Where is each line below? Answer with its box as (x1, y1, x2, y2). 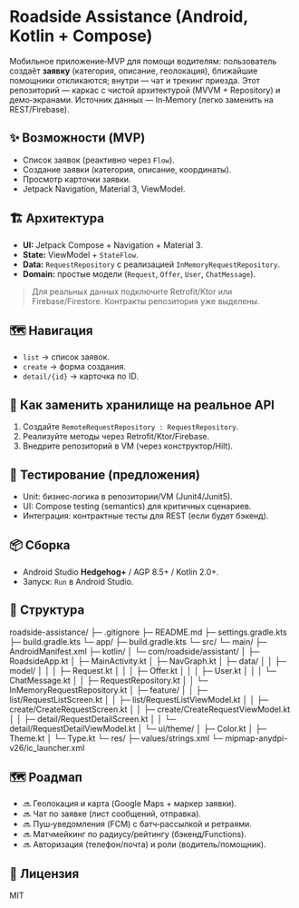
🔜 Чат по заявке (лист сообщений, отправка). (22, 808, 202, 819)
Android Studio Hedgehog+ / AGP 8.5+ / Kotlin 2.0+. (22, 566, 219, 577)
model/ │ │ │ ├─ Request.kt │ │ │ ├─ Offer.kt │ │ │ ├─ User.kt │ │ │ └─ (9, 665, 276, 676)
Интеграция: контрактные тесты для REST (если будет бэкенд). (22, 510, 269, 521)
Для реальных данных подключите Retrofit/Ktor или (31, 286, 233, 297)
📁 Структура (9, 602, 85, 618)
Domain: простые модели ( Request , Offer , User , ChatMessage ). (22, 268, 256, 279)
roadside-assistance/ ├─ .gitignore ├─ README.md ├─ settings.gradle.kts (9, 627, 287, 637)
